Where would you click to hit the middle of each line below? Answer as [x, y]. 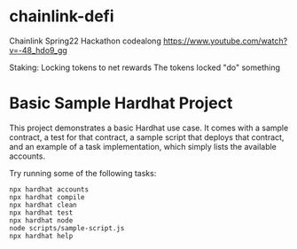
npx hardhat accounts [49, 189]
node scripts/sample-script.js [67, 228]
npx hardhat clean [43, 205]
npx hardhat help [41, 236]
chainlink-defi [62, 16]
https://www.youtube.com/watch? [225, 41]
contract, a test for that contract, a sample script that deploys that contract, [147, 137]
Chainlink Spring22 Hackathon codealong [85, 41]
